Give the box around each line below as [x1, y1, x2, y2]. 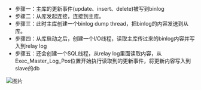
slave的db [14, 65, 40, 72]
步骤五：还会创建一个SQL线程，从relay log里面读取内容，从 [14, 50, 162, 57]
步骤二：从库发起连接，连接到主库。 [14, 13, 105, 20]
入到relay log [14, 42, 47, 49]
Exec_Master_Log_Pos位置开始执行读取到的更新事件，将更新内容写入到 [14, 57, 191, 64]
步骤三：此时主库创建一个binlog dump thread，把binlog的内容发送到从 [14, 20, 189, 27]
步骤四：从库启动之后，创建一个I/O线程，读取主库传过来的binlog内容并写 [14, 35, 195, 42]
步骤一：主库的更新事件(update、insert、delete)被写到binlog [14, 5, 165, 12]
